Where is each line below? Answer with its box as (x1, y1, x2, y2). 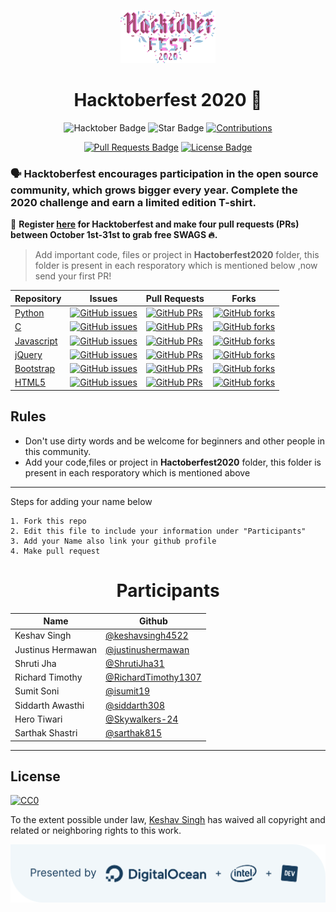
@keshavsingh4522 (105, 630, 189, 642)
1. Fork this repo (10, 516, 87, 526)
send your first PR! (34, 270, 112, 282)
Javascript (14, 335, 58, 347)
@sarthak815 (105, 727, 163, 739)
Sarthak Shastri (14, 727, 78, 739)
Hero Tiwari (14, 713, 63, 725)
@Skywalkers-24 (105, 713, 179, 725)
